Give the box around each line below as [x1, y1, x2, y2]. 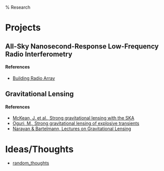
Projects [5, 22, 41, 33]
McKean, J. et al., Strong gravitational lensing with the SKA [12, 115, 135, 121]
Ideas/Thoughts [5, 143, 74, 155]
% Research [5, 5, 31, 10]
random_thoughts [12, 160, 49, 166]
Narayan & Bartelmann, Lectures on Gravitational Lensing [12, 126, 132, 132]
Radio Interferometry [5, 50, 72, 59]
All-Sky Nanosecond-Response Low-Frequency [5, 42, 159, 50]
